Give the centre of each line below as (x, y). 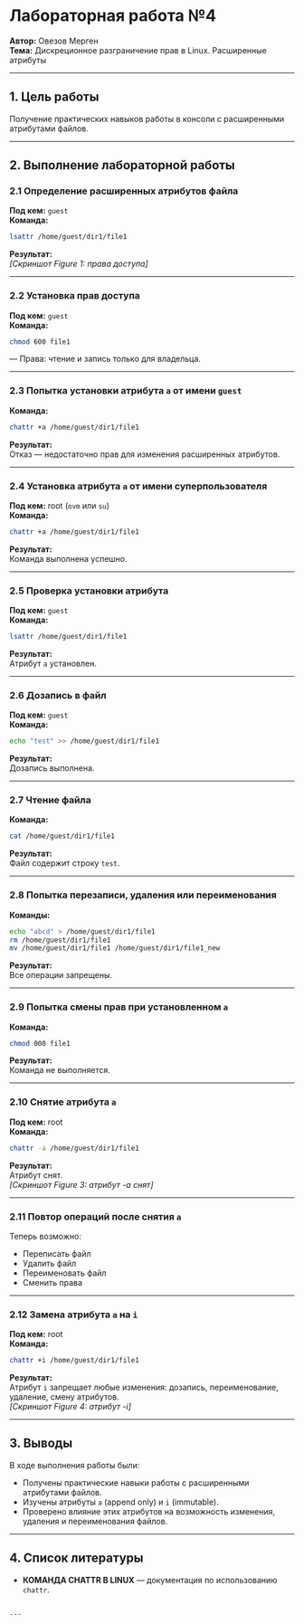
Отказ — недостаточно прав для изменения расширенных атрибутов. (145, 454)
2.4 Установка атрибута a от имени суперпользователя (138, 486)
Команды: (30, 915)
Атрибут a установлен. (53, 663)
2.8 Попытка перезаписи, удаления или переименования (143, 895)
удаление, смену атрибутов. (64, 1397)
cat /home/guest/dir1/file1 (62, 836)
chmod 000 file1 (40, 1043)
